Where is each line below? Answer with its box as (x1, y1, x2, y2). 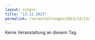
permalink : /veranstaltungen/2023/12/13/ (5, 16, 91, 21)
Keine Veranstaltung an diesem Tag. (5, 30, 77, 36)
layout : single (5, 7, 36, 12)
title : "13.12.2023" (5, 12, 47, 17)
